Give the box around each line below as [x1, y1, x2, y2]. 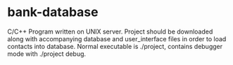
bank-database [7, 4, 99, 20]
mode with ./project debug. [7, 50, 87, 58]
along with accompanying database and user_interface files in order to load [7, 34, 227, 43]
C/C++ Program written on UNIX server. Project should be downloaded [7, 27, 213, 36]
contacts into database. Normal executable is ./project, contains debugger [7, 42, 223, 50]
